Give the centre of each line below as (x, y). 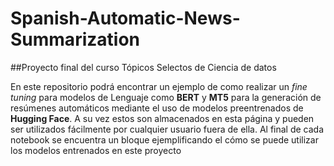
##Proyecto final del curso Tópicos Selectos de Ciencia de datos (143, 67)
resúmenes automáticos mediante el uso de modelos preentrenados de (157, 108)
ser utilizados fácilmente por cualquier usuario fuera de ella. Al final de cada (167, 129)
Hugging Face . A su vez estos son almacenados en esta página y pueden (162, 118)
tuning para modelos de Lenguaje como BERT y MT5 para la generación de (166, 97)
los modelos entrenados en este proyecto (96, 150)
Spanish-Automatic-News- (125, 18)
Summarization (75, 39)
